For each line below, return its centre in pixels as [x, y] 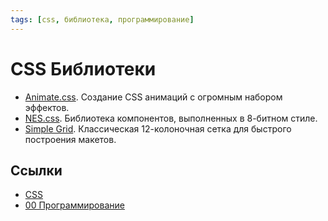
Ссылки [36, 170]
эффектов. [47, 107]
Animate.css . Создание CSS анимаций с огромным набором [153, 97]
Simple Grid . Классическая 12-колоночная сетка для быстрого [158, 128]
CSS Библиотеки [83, 68]
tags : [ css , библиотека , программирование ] [102, 19]
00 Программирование [74, 205]
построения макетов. [70, 139]
